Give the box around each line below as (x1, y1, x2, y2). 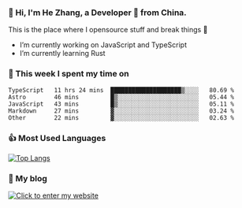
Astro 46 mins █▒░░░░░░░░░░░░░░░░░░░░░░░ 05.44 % (8, 93, 235, 101)
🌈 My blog (8, 173, 47, 184)
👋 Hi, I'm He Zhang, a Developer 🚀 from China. (8, 7, 187, 18)
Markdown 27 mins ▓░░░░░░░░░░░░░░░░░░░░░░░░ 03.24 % (8, 106, 235, 115)
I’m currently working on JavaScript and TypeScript (19, 40, 188, 50)
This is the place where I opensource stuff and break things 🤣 (8, 25, 208, 35)
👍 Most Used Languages (8, 132, 106, 143)
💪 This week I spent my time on (8, 69, 130, 80)
